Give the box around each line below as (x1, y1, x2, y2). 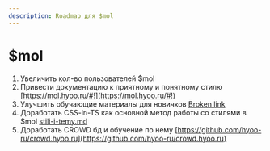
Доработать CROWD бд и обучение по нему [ (19, 124, 178, 134)
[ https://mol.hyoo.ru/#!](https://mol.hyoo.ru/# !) (19, 90, 176, 100)
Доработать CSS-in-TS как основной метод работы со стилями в (19, 107, 247, 117)
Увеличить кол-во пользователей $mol (19, 73, 155, 83)
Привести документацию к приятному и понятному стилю (19, 82, 223, 91)
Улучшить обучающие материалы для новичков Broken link (19, 99, 226, 109)
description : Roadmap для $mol (8, 11, 114, 20)
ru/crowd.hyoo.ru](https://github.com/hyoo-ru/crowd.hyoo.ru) (19, 133, 227, 143)
